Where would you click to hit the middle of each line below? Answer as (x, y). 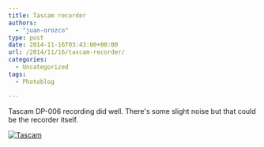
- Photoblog (35, 81)
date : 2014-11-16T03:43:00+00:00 (63, 45)
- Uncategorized (42, 67)
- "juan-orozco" (42, 30)
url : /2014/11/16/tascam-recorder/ (67, 52)
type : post (26, 38)
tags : (17, 74)
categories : (28, 60)
